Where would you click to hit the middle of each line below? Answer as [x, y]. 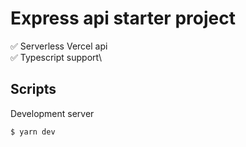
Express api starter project [123, 18]
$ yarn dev [33, 132]
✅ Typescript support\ [56, 57]
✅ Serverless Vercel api [59, 46]
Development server [52, 113]
